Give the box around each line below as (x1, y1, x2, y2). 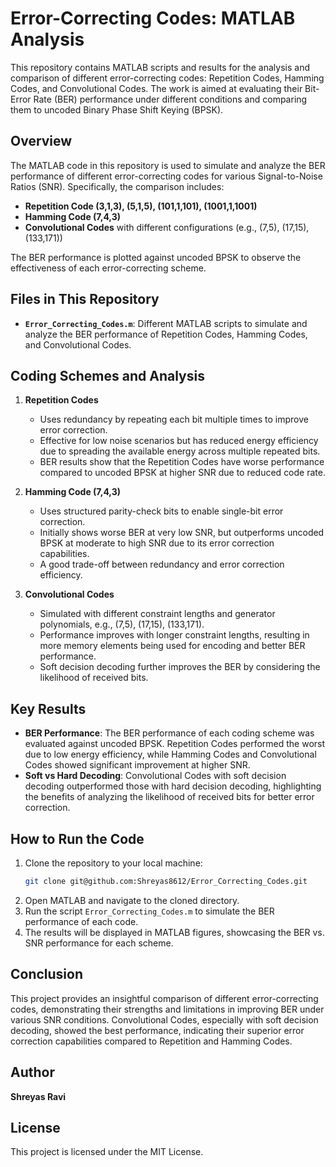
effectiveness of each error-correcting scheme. (10, 262, 207, 274)
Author (10, 1064, 55, 1081)
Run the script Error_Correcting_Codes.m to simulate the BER (24, 905, 275, 917)
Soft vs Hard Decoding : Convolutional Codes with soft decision (24, 770, 287, 782)
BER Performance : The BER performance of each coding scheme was (24, 727, 315, 739)
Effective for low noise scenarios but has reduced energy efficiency (39, 435, 319, 447)
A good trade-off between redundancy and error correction (39, 558, 285, 571)
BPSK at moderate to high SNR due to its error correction (39, 537, 275, 549)
